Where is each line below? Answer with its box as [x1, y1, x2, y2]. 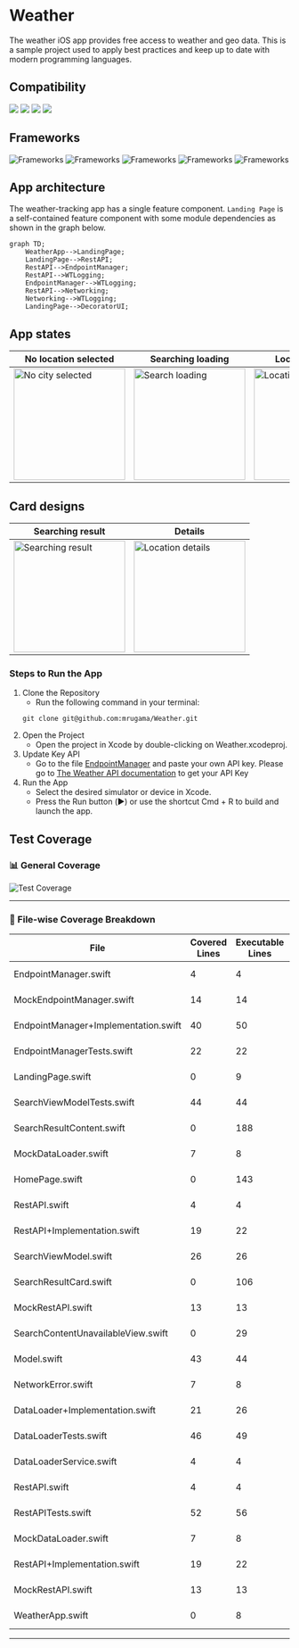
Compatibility [9, 79, 86, 95]
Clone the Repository [21, 688, 101, 699]
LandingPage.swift [13, 1071, 92, 1083]
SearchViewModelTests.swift [13, 1097, 135, 1109]
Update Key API [21, 749, 80, 759]
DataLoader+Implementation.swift [13, 1404, 157, 1417]
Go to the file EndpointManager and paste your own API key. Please [35, 758, 284, 769]
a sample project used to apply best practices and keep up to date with [9, 44, 270, 54]
